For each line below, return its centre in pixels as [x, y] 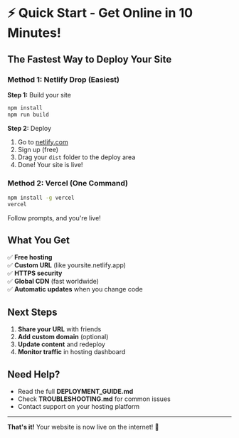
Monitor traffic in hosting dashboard [71, 352]
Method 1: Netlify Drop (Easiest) [63, 80]
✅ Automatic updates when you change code [75, 289]
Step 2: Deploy [30, 128]
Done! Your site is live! [50, 164]
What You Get [38, 241]
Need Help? [34, 374]
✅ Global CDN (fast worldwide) [53, 282]
